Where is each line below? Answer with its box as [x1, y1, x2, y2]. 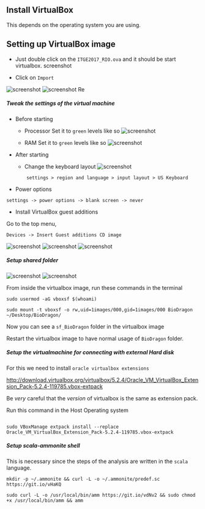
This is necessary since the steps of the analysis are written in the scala [6, 457, 188, 465]
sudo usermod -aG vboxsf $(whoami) [6, 296, 97, 302]
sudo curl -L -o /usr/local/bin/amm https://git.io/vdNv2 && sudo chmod [6, 492, 196, 498]
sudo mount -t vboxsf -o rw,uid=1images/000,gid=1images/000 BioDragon [6, 306, 193, 313]
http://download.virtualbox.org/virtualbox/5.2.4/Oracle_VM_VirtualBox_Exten [6, 376, 199, 383]
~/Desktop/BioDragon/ [6, 312, 62, 318]
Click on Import [15, 74, 54, 81]
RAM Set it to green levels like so [24, 139, 106, 146]
